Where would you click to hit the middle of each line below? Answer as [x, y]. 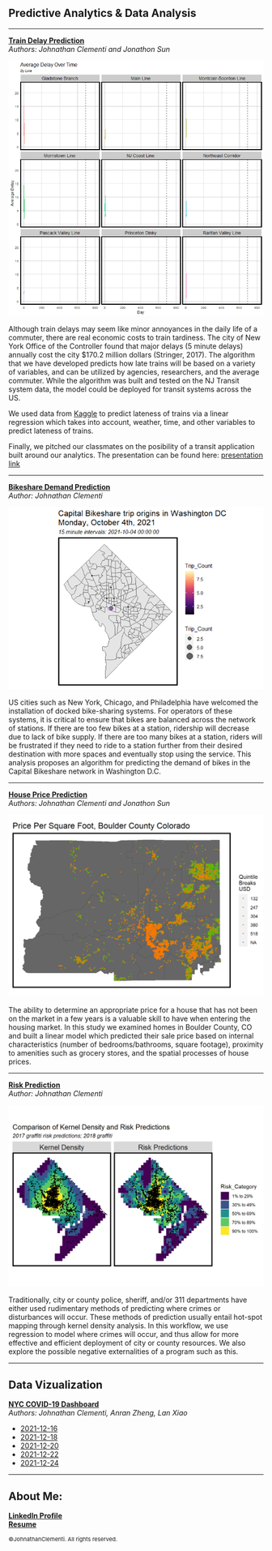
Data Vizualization [55, 1384]
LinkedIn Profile [35, 1516]
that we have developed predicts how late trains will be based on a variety [132, 363]
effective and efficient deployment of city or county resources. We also [127, 1343]
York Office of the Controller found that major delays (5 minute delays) [126, 346]
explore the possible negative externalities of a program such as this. [123, 1352]
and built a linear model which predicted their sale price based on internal [131, 1035]
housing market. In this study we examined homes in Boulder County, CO [130, 1027]
